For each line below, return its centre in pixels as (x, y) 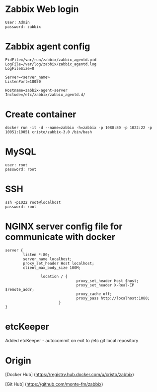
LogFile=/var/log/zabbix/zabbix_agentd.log (51, 64)
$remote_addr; (20, 289)
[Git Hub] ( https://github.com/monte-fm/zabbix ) (54, 384)
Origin (18, 360)
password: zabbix (23, 27)
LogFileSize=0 (20, 68)
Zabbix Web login (42, 9)
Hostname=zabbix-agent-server (37, 90)
